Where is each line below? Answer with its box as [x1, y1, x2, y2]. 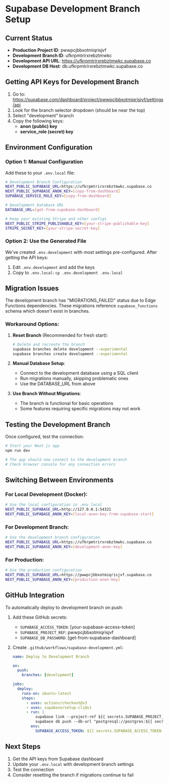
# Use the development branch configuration [5, 535, 100, 540]
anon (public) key [20, 123, 58, 129]
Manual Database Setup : [12, 361, 65, 367]
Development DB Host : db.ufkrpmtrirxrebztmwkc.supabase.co [12, 63, 143, 69]
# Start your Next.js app [5, 444, 59, 449]
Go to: [12, 91, 26, 97]
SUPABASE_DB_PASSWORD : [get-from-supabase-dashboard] [20, 634, 136, 640]
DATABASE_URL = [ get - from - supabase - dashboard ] [5, 207, 100, 212]
